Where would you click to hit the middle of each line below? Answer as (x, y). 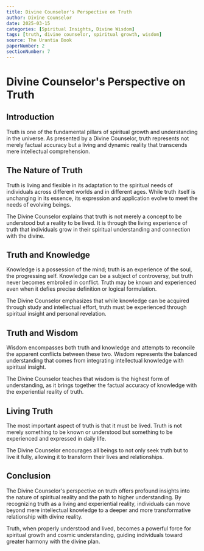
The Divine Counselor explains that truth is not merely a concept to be (94, 216)
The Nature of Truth (45, 170)
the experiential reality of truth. (45, 392)
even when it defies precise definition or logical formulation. (82, 289)
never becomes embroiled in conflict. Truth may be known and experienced (101, 283)
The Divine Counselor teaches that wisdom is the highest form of (88, 379)
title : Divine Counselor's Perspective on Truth (69, 12)
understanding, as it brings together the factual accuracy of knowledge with (102, 385)
